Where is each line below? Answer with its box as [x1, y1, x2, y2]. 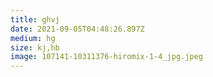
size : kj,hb [10, 42, 60, 53]
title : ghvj [10, 14, 60, 25]
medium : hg [10, 33, 56, 43]
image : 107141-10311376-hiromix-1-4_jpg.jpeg [10, 52, 203, 62]
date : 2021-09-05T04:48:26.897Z [10, 24, 145, 34]
